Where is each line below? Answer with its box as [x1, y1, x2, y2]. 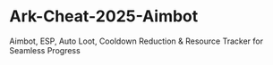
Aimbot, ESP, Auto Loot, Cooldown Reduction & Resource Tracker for [9, 36, 264, 46]
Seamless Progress [9, 45, 81, 55]
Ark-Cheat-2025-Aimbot [9, 6, 199, 27]
